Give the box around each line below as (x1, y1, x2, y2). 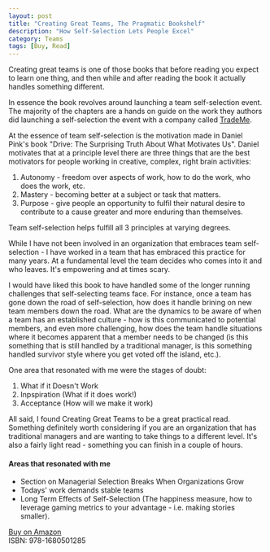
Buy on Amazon (8, 527, 62, 537)
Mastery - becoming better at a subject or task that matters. (20, 190, 221, 199)
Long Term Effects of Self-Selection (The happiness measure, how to (20, 494, 253, 504)
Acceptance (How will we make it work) (20, 398, 154, 408)
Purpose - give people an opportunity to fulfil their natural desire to (20, 199, 246, 208)
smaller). (20, 511, 50, 521)
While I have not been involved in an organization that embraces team (8, 239, 242, 248)
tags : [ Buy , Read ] (8, 42, 71, 50)
